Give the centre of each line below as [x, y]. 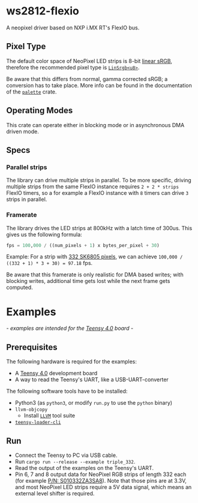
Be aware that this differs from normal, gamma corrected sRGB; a [87, 79]
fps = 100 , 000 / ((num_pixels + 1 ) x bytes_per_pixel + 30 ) [83, 245]
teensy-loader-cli [38, 423]
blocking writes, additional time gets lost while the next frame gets [88, 281]
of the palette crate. [31, 92]
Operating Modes [40, 111]
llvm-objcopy [31, 410]
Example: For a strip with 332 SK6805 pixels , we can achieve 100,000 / [94, 257]
